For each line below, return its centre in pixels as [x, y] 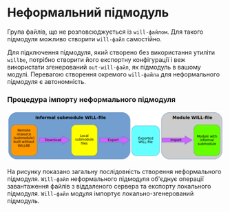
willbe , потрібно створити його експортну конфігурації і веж [96, 59]
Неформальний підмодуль [88, 13]
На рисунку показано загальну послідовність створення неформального [114, 172]
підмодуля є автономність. [46, 81]
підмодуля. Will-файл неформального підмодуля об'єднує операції [106, 179]
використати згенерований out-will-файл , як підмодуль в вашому [104, 67]
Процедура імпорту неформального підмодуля [91, 99]
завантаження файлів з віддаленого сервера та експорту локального [109, 187]
